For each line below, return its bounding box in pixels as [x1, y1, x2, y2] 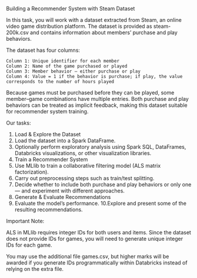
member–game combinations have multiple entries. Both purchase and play [6, 96, 189, 102]
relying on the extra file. [6, 266, 64, 272]
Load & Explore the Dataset [14, 131, 81, 138]
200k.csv [6, 29, 29, 36]
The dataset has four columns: [6, 47, 81, 54]
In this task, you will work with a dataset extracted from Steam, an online [6, 17, 182, 23]
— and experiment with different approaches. [14, 187, 125, 194]
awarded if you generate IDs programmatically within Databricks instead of [6, 259, 188, 266]
